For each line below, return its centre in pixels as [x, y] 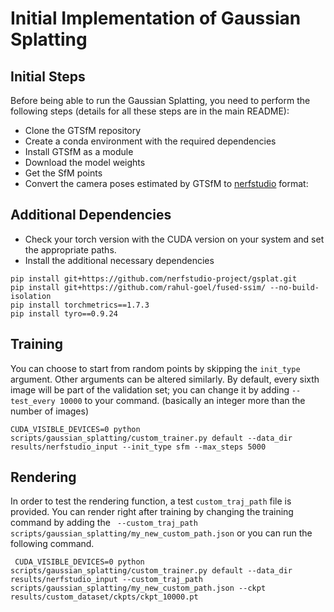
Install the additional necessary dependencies [119, 260]
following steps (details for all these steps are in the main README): [150, 111]
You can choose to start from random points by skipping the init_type [155, 368]
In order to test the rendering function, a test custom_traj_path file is [151, 501]
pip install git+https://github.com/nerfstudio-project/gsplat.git [154, 278]
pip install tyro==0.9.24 [64, 313]
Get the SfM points [63, 173]
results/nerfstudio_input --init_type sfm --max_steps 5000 [138, 447]
